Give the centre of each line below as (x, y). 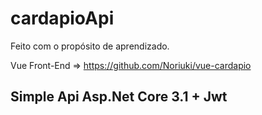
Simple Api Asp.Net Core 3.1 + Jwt (119, 97)
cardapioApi (62, 18)
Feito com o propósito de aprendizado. (90, 46)
